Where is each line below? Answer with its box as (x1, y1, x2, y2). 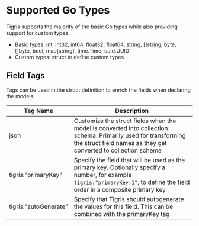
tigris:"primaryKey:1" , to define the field (73, 178, 190, 186)
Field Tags (6, 70, 46, 80)
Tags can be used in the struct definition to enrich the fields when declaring (6, 86, 191, 93)
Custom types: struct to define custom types (14, 53, 124, 60)
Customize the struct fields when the (73, 117, 176, 125)
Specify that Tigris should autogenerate (73, 195, 184, 203)
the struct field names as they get (73, 138, 167, 147)
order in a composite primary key (73, 185, 166, 193)
